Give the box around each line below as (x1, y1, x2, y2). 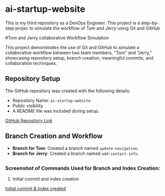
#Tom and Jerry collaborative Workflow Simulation (5, 35, 109, 41)
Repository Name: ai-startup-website (12, 97, 91, 103)
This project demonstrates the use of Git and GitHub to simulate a (5, 44, 140, 50)
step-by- (141, 20, 159, 26)
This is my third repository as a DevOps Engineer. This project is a (5, 20, 140, 26)
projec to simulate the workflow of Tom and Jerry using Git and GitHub (15, 25, 160, 31)
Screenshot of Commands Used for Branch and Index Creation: (5, 165, 161, 172)
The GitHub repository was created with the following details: (5, 88, 131, 94)
